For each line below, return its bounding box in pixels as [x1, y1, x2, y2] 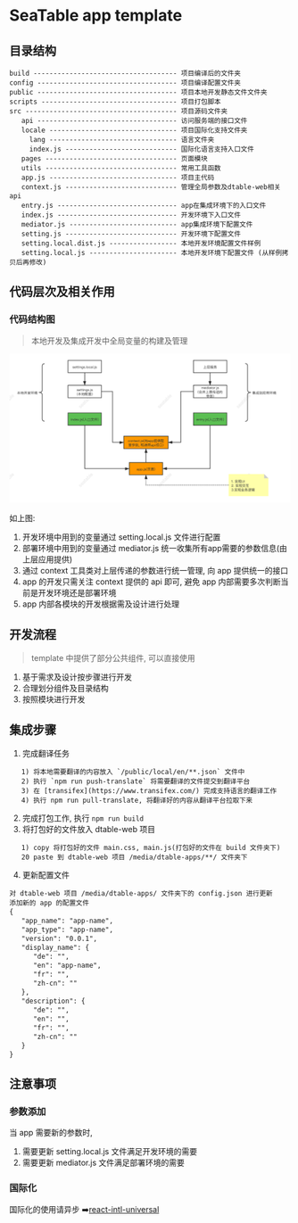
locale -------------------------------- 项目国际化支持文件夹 [21, 126, 248, 135]
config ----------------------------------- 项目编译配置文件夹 [9, 79, 241, 87]
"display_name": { [21, 943, 90, 952]
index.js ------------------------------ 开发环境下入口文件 [21, 211, 241, 219]
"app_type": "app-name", [21, 925, 114, 934]
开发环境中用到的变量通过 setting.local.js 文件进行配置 [21, 532, 221, 542]
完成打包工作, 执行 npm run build [21, 813, 145, 823]
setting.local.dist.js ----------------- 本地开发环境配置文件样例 [21, 239, 261, 248]
